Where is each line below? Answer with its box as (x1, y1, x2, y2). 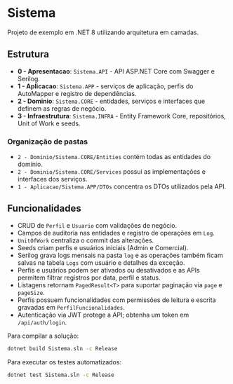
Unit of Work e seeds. (17, 119, 81, 128)
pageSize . (17, 288, 46, 296)
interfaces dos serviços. (17, 175, 88, 184)
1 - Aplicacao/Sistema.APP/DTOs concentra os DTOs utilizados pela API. (17, 182, 227, 191)
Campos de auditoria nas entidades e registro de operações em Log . (17, 228, 215, 237)
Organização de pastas (7, 137, 88, 146)
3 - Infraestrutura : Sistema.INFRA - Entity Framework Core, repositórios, (17, 111, 226, 120)
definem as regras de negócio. (17, 104, 107, 113)
